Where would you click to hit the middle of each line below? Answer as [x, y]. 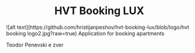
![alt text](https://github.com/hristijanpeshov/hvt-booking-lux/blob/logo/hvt [98, 27]
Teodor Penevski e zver [35, 45]
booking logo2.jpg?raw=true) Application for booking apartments [85, 33]
